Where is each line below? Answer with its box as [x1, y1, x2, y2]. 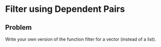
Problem [5, 23, 32, 32]
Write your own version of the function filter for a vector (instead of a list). [5, 36, 157, 42]
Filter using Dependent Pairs [5, 3, 125, 15]
